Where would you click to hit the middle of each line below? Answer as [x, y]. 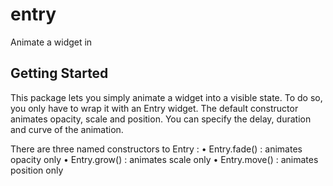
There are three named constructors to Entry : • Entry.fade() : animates [156, 149]
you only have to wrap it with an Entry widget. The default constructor [154, 108]
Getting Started [59, 73]
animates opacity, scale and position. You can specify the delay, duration [161, 119]
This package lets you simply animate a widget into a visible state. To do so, [166, 97]
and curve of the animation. [67, 129]
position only [37, 170]
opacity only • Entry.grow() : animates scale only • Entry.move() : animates [164, 159]
